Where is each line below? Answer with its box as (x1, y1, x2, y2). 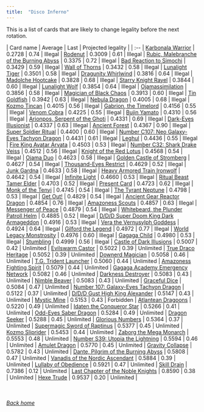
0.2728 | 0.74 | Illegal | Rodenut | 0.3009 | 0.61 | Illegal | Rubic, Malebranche (6, 50, 197, 58)
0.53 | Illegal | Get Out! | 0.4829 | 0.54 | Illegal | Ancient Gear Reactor (6, 192, 180, 200)
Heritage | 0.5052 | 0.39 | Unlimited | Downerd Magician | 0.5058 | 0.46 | (6, 251, 189, 258)
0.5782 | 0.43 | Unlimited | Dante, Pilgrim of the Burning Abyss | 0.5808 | (6, 347, 189, 355)
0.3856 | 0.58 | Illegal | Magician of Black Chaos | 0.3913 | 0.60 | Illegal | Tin (6, 89, 197, 96)
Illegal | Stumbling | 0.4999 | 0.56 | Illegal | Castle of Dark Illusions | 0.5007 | (6, 238, 198, 245)
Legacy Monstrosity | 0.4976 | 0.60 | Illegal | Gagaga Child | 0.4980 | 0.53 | (6, 231, 195, 239)
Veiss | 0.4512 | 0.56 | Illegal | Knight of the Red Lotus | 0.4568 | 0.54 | (6, 147, 183, 155)
